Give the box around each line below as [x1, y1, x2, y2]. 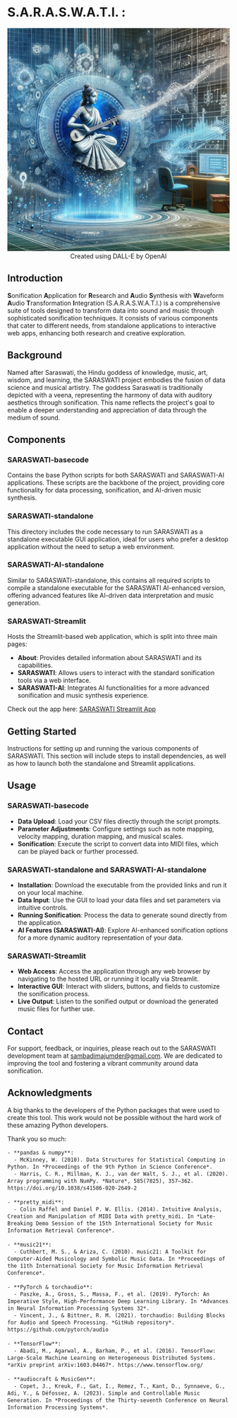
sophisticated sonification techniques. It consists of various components [7, 313, 219, 322]
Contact [7, 1025, 44, 1037]
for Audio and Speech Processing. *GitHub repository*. [7, 1319, 175, 1326]
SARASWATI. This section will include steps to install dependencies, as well [7, 751, 227, 760]
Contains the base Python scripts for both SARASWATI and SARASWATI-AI [7, 471, 224, 480]
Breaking [7, 1220, 33, 1227]
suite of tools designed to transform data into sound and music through [7, 306, 214, 315]
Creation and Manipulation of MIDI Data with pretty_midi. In [7, 1213, 194, 1220]
